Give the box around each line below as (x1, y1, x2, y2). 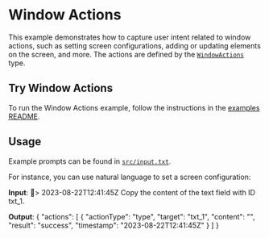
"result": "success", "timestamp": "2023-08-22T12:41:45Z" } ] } (8, 220, 219, 230)
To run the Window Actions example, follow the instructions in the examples (8, 102, 260, 112)
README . (8, 111, 40, 121)
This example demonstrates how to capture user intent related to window (8, 32, 251, 42)
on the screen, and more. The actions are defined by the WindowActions (8, 49, 244, 59)
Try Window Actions (8, 81, 114, 95)
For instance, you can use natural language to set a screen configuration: (8, 172, 251, 182)
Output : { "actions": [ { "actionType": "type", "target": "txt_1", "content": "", (8, 211, 255, 221)
